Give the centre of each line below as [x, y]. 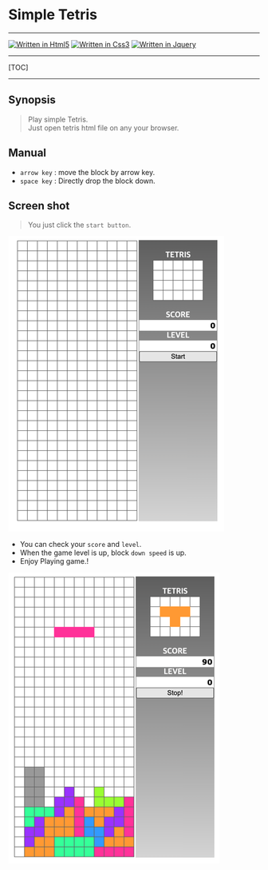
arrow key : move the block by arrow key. [87, 172]
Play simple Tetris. [58, 119]
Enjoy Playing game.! [54, 561]
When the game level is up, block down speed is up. [103, 553]
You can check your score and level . [81, 545]
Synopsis [32, 100]
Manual [27, 153]
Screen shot [39, 206]
